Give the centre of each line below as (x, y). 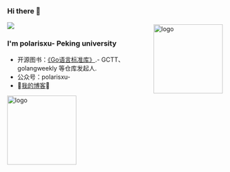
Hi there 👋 (24, 11)
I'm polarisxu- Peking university (62, 44)
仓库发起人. (81, 68)
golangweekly (37, 68)
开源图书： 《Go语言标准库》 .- (58, 59)
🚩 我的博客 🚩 (33, 85)
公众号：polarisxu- (44, 77)
